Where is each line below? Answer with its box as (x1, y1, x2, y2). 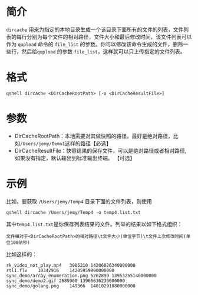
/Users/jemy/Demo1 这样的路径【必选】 (19, 139, 112, 147)
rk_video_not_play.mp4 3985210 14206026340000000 (6, 262, 136, 268)
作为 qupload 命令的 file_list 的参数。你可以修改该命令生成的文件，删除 (6, 41, 184, 48)
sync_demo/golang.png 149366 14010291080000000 (6, 283, 136, 289)
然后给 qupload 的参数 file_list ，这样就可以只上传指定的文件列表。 (21, 48, 186, 55)
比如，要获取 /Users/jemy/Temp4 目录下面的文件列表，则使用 (6, 197, 152, 205)
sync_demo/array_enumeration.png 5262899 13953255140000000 (6, 273, 157, 279)
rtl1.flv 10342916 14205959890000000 (6, 267, 115, 273)
